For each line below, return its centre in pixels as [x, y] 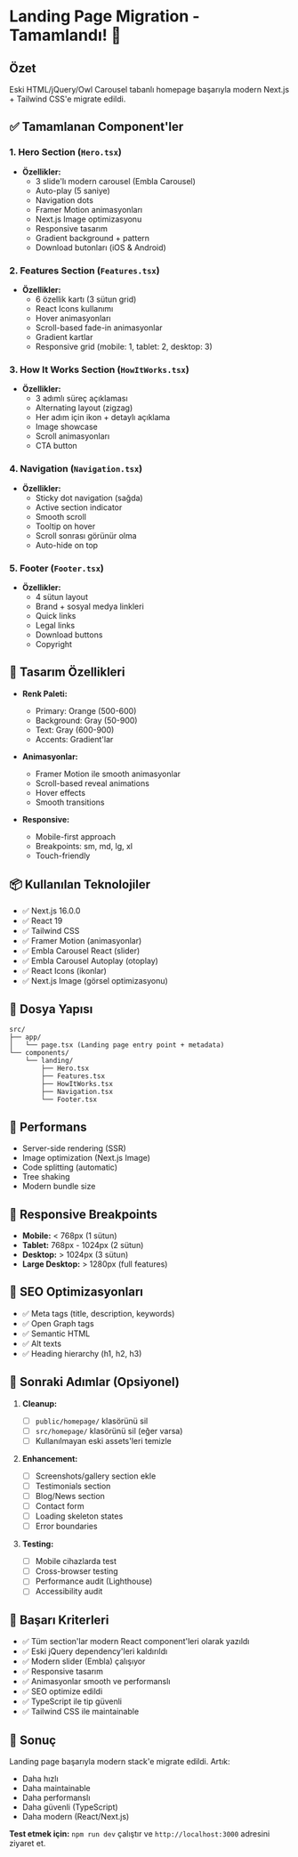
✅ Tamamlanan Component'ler [97, 127]
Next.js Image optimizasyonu [89, 219]
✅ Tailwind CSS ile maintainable [81, 1712]
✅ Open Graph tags [58, 1323]
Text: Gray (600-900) [75, 730]
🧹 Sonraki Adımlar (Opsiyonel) [94, 1382]
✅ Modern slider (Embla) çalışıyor [84, 1661]
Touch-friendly [63, 856]
